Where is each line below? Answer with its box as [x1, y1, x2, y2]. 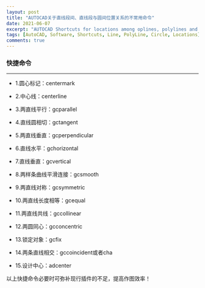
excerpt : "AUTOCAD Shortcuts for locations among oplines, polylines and [6, 26, 198, 32]
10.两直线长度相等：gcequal [15, 197, 85, 204]
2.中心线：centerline [15, 93, 67, 100]
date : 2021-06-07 [6, 20, 51, 26]
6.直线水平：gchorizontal [15, 145, 79, 152]
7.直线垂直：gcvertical [15, 157, 71, 165]
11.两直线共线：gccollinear [15, 210, 82, 218]
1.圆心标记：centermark [15, 80, 75, 87]
